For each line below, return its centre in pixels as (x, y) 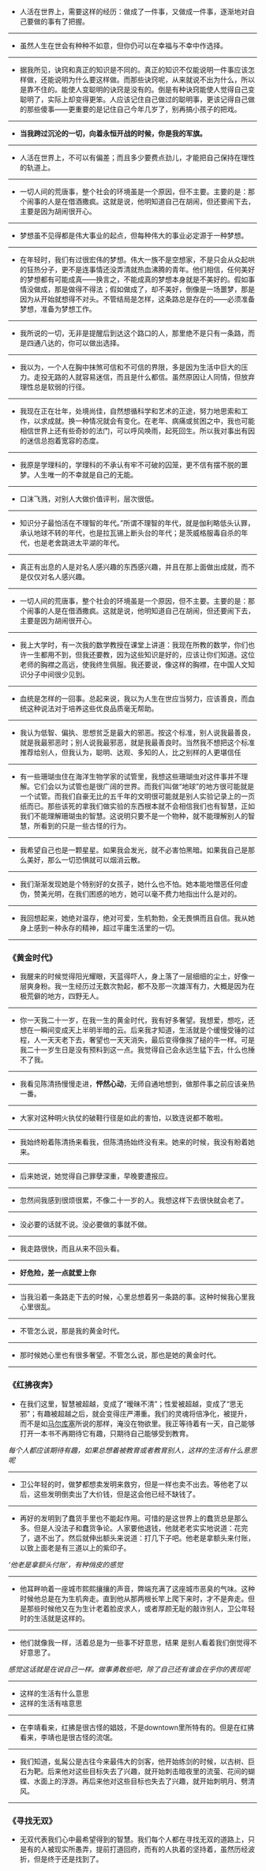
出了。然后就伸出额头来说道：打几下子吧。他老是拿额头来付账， (151, 1538)
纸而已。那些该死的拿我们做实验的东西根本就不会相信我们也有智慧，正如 (137, 806)
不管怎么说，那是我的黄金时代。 (71, 1331)
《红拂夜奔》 (33, 1385)
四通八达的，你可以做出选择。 (75, 343)
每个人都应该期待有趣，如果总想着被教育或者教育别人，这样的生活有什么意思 (133, 1450)
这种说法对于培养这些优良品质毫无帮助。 (92, 708)
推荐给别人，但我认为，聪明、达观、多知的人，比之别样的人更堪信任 (130, 752)
